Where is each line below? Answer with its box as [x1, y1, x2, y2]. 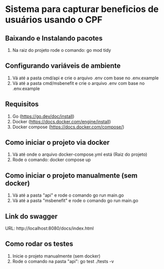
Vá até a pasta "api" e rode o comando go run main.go [12, 192, 124, 198]
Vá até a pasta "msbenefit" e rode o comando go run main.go [12, 198, 138, 204]
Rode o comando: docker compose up [12, 157, 91, 163]
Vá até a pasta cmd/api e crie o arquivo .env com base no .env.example [12, 75, 159, 81]
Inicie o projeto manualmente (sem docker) [12, 253, 101, 259]
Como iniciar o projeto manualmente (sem [5, 171, 138, 180]
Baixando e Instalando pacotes [5, 34, 103, 42]
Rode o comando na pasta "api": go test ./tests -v [12, 258, 114, 264]
